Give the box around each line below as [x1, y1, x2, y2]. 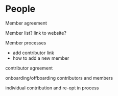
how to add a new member [12, 55, 69, 61]
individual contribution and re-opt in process [5, 85, 99, 91]
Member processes [5, 39, 46, 46]
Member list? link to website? [5, 30, 66, 36]
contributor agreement [5, 65, 53, 71]
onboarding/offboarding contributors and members [5, 75, 113, 81]
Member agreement [5, 20, 48, 26]
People [5, 3, 36, 15]
